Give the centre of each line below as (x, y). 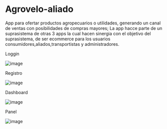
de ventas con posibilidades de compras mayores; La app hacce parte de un (84, 28)
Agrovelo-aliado (39, 9)
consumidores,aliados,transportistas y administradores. (62, 44)
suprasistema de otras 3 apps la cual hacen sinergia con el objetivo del (78, 33)
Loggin (12, 54)
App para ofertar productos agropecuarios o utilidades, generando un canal (83, 23)
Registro (14, 73)
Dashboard (17, 92)
